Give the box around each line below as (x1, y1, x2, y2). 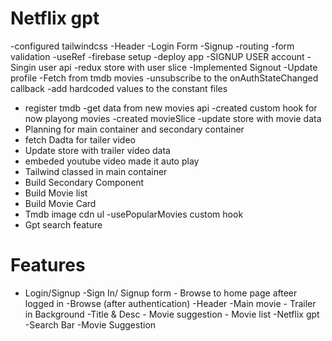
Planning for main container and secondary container (24, 123, 245, 135)
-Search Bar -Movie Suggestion (24, 318, 157, 331)
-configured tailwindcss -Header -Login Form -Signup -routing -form (10, 40, 295, 52)
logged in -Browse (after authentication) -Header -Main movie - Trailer (24, 297, 317, 309)
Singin (10, 61, 37, 73)
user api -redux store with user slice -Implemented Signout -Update (38, 61, 318, 73)
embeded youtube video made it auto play (24, 155, 200, 167)
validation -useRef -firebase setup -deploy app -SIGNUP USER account (10, 50, 305, 62)
